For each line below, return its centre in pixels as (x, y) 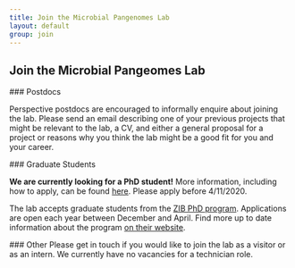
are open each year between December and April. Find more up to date (141, 218)
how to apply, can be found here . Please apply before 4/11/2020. (128, 191)
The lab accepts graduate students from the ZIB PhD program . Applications (148, 209)
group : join (31, 34)
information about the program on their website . (97, 228)
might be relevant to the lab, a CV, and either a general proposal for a (136, 128)
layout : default (39, 26)
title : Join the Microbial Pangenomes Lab (89, 17)
